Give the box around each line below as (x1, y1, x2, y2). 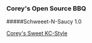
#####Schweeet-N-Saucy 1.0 (6, 18, 82, 25)
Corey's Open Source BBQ (6, 4, 86, 13)
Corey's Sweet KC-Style (6, 30, 67, 37)
